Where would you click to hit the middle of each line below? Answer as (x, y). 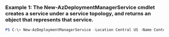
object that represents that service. (50, 20)
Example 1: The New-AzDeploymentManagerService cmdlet (80, 7)
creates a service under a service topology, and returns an (78, 13)
